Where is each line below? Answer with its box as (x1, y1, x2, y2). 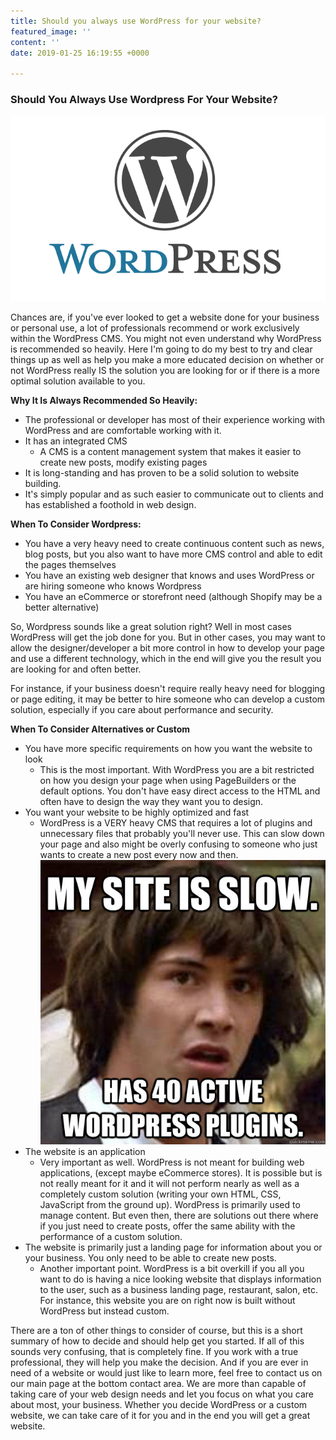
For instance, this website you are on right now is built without (39, 1294, 296, 1306)
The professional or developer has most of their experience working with (24, 413, 326, 425)
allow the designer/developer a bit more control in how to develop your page (10, 641, 326, 654)
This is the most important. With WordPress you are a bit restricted (39, 763, 315, 775)
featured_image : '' (10, 26, 92, 37)
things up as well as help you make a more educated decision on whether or (10, 353, 325, 365)
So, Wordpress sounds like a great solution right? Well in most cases (10, 620, 292, 632)
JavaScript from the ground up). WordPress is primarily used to (39, 1198, 301, 1210)
